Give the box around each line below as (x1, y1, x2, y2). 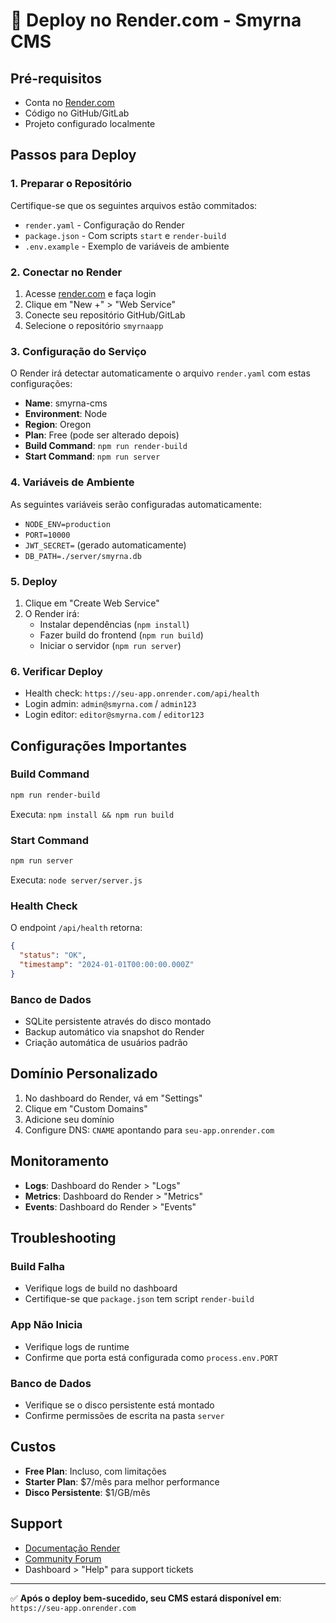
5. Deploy (10, 574, 58, 588)
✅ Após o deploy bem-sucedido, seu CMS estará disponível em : (10, 1592, 282, 1604)
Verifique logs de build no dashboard (24, 1282, 178, 1294)
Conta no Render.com (24, 97, 115, 108)
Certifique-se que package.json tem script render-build (24, 1293, 255, 1305)
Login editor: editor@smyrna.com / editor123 (24, 709, 205, 721)
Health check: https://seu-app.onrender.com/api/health (24, 687, 260, 699)
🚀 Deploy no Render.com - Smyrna (10, 9, 302, 32)
